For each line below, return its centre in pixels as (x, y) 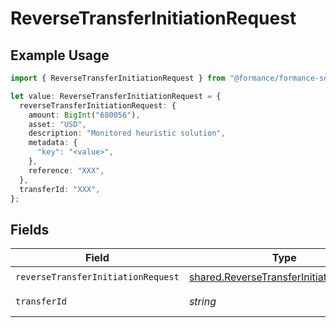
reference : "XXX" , (66, 170)
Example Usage (60, 55)
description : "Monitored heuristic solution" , (127, 133)
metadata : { (53, 143)
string (202, 302)
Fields (30, 229)
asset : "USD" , (57, 124)
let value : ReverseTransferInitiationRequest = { (116, 96)
